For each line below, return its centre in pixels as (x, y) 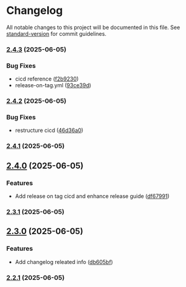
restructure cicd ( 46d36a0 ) (49, 130)
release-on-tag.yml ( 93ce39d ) (53, 85)
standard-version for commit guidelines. (56, 33)
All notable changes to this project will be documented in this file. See (93, 27)
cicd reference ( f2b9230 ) (47, 79)
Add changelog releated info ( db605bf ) (64, 262)
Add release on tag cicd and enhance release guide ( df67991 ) (92, 196)
